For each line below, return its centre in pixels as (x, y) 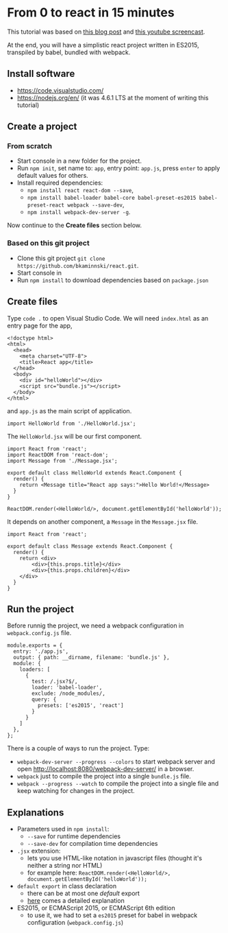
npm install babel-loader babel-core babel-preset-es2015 (112, 198)
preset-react (46, 205)
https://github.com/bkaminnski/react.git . (78, 265)
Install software (41, 74)
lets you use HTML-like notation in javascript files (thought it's (115, 858)
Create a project (42, 127)
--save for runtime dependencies (74, 836)
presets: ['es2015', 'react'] (81, 706)
